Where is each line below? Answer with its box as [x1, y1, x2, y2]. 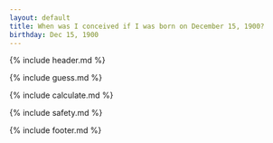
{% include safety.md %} [9, 108, 103, 119]
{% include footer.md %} [9, 125, 102, 136]
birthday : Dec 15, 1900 [9, 30, 99, 39]
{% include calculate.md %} [9, 90, 114, 100]
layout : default [9, 13, 71, 23]
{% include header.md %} [9, 55, 106, 66]
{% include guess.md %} [9, 72, 102, 83]
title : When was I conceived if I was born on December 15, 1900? [9, 22, 265, 31]
